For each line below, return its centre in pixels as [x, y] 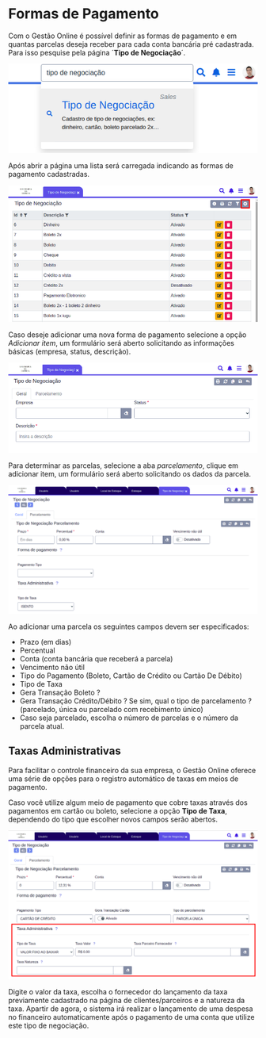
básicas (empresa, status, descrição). [70, 352]
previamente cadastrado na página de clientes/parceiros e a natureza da [127, 1001]
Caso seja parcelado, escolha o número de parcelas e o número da [129, 718]
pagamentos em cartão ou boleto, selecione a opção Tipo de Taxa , [118, 810]
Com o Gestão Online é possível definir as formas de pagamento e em [123, 36]
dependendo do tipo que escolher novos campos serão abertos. [113, 819]
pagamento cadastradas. [49, 174]
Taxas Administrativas [65, 751]
